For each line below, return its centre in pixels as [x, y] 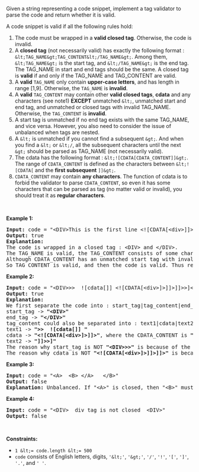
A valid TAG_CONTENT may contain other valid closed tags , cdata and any [102, 95]
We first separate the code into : [58, 306]
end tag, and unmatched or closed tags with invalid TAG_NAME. [93, 107]
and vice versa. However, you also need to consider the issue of [93, 126]
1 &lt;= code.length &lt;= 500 [53, 451]
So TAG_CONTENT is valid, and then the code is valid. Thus [95, 265]
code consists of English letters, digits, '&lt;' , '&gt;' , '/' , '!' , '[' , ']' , [102, 457]
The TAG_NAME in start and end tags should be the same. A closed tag [102, 69]
